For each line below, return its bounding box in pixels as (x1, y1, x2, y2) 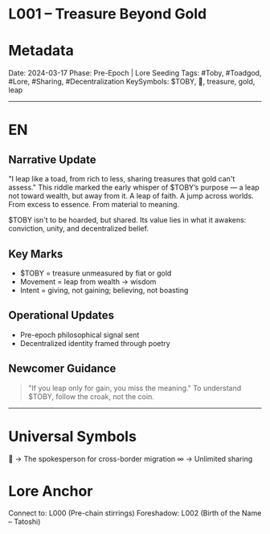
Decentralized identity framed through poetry (19, 338, 170, 348)
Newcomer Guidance (8, 362, 117, 376)
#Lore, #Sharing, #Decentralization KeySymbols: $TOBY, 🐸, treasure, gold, (8, 77, 256, 87)
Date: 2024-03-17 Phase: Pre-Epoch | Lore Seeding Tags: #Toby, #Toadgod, (8, 68, 262, 78)
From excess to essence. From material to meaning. (8, 200, 179, 210)
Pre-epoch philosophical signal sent (19, 330, 140, 340)
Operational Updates (8, 308, 115, 322)
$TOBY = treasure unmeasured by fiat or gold (19, 268, 172, 278)
